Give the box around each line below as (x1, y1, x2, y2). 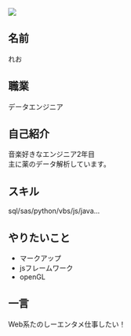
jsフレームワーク (19, 263, 74, 273)
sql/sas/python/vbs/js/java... (8, 206, 100, 216)
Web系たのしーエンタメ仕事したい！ (8, 319, 126, 329)
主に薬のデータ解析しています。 (8, 159, 111, 169)
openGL (19, 272, 45, 282)
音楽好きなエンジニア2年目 (8, 150, 96, 159)
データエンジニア (8, 102, 64, 111)
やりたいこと (8, 231, 71, 245)
